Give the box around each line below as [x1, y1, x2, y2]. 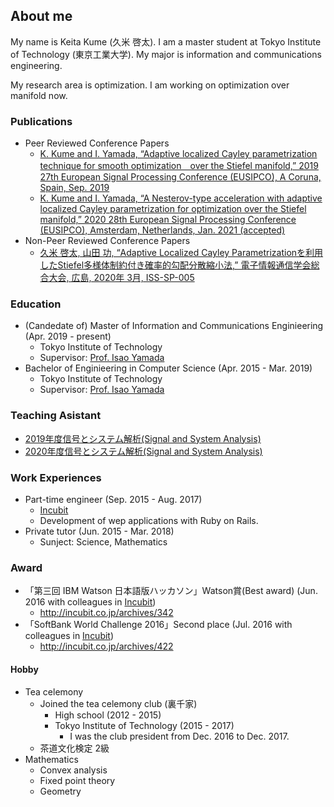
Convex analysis [39, 764, 108, 776]
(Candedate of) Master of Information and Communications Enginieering [24, 320, 324, 332]
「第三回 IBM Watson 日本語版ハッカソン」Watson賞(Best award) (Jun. [24, 585, 318, 597]
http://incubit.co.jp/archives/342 [39, 607, 174, 619]
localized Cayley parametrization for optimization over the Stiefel [39, 203, 307, 215]
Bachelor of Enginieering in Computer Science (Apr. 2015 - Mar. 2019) [24, 362, 313, 374]
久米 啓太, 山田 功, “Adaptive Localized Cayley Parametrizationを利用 [39, 247, 324, 259]
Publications [10, 114, 73, 128]
